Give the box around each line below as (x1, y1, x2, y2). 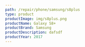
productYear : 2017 (5, 35, 43, 40)
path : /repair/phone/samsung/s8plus (5, 7, 80, 12)
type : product (5, 12, 34, 17)
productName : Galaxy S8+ (5, 21, 56, 26)
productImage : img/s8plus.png (5, 16, 67, 21)
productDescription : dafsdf (5, 30, 63, 35)
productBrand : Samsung (5, 25, 52, 30)
